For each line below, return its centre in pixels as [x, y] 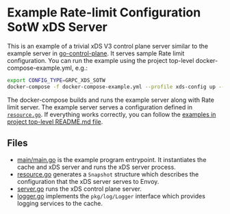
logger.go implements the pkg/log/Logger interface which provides [111, 196]
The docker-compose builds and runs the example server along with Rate [111, 100]
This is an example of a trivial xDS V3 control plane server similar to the [108, 46]
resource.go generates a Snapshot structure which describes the [108, 174]
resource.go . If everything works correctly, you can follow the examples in [112, 114]
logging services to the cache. [60, 203]
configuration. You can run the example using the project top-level [101, 60]
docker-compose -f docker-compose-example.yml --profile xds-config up [111, 87]
